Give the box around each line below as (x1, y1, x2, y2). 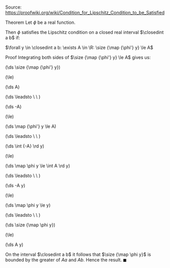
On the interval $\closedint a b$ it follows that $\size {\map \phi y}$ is (5, 251, 151, 258)
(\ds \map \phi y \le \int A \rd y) (5, 163, 70, 169)
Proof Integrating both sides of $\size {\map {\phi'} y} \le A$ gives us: (5, 54, 151, 61)
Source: (5, 4, 22, 10)
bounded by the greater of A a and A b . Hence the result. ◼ (5, 257, 127, 263)
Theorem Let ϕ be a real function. (5, 19, 76, 25)
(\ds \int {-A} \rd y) (5, 143, 45, 149)
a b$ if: (5, 35, 20, 41)
